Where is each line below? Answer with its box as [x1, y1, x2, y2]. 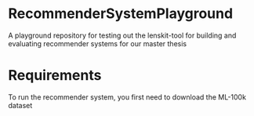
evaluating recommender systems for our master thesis [8, 38, 187, 48]
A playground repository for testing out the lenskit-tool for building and [8, 31, 237, 40]
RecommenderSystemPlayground [8, 5, 234, 23]
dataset [8, 100, 33, 110]
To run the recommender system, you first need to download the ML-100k [8, 92, 247, 102]
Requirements [8, 67, 102, 85]
